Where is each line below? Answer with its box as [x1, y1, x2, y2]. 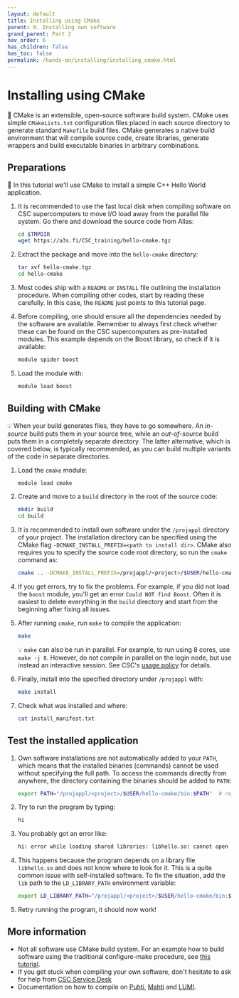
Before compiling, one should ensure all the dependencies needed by [17, 312, 222, 321]
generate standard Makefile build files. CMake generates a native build [7, 126, 216, 134]
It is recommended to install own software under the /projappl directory [17, 525, 230, 534]
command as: [17, 556, 58, 564]
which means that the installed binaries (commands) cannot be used [17, 761, 219, 770]
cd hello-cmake [17, 271, 63, 278]
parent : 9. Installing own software [7, 23, 116, 31]
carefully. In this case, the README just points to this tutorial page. [17, 299, 206, 306]
